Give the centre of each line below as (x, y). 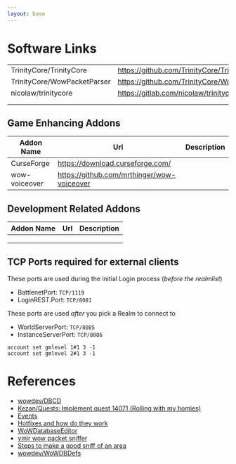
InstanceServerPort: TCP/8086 (60, 334)
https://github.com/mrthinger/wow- (117, 175)
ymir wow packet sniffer (52, 438)
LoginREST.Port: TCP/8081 (54, 300)
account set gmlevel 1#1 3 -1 (52, 347)
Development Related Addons (74, 208)
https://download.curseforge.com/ (114, 164)
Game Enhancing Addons (64, 123)
